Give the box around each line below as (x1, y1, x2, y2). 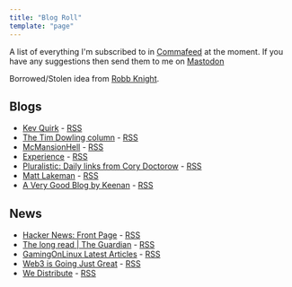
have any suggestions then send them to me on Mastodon (9, 56, 225, 66)
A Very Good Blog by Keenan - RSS (22, 180, 155, 191)
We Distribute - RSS (22, 268, 97, 279)
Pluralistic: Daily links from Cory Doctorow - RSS (22, 161, 202, 171)
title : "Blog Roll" (9, 13, 83, 22)
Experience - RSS (22, 152, 88, 162)
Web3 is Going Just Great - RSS (22, 258, 141, 269)
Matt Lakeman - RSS (22, 170, 99, 181)
